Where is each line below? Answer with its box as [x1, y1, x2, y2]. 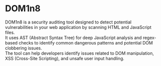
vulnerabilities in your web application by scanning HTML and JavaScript [5, 24, 152, 30]
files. [5, 29, 15, 35]
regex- [142, 35, 157, 41]
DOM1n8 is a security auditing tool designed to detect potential [5, 19, 132, 25]
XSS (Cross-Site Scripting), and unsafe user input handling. [5, 55, 124, 61]
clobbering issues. [5, 45, 42, 51]
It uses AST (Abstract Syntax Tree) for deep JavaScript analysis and [5, 35, 142, 41]
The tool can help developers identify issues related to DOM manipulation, [5, 50, 154, 56]
